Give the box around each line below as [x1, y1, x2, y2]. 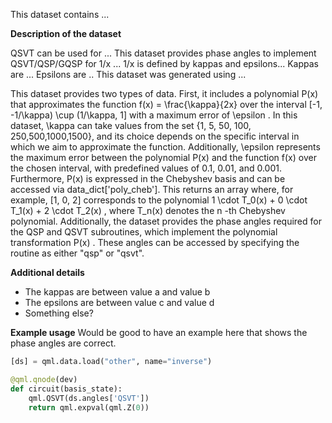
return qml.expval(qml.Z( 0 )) [28, 402, 150, 413]
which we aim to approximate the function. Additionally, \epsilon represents [10, 141, 321, 153]
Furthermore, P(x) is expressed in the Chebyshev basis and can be [10, 173, 286, 184]
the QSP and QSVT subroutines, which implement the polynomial [10, 226, 278, 238]
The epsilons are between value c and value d [24, 297, 215, 308]
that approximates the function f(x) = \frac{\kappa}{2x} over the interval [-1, [10, 99, 323, 110]
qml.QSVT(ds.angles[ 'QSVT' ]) [28, 393, 150, 403]
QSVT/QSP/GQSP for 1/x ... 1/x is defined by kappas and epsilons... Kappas [10, 58, 319, 69]
